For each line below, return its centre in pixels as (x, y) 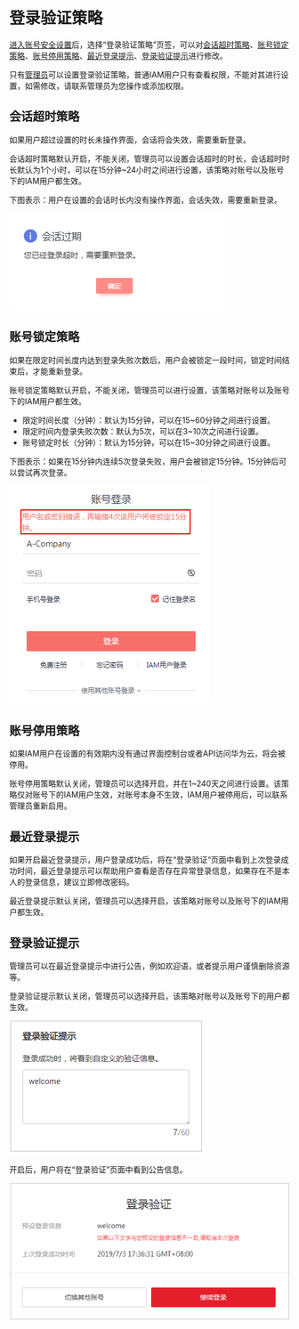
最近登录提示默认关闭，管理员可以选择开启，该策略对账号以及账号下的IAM (145, 901)
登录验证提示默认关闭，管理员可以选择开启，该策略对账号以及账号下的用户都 (149, 996)
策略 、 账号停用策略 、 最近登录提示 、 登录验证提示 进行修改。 (118, 55)
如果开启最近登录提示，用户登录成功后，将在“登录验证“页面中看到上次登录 (145, 860)
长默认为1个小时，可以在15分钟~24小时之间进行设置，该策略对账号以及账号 (147, 169)
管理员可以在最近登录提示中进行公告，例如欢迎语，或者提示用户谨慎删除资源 (149, 966)
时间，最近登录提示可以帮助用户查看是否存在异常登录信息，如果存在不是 (149, 871)
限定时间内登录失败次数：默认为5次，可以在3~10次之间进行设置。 (143, 431)
